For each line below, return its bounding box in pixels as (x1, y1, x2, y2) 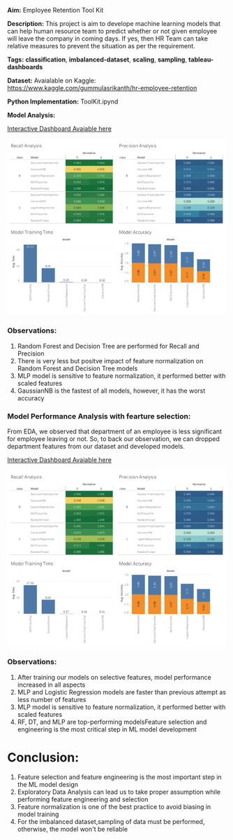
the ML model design (17, 780, 79, 788)
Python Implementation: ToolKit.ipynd (7, 97, 119, 106)
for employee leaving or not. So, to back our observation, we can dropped (7, 435, 220, 443)
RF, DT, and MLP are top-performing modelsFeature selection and (17, 717, 207, 726)
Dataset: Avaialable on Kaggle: (7, 76, 96, 85)
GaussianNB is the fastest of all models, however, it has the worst (17, 386, 206, 395)
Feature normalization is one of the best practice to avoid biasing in (17, 802, 211, 811)
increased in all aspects (17, 680, 86, 689)
